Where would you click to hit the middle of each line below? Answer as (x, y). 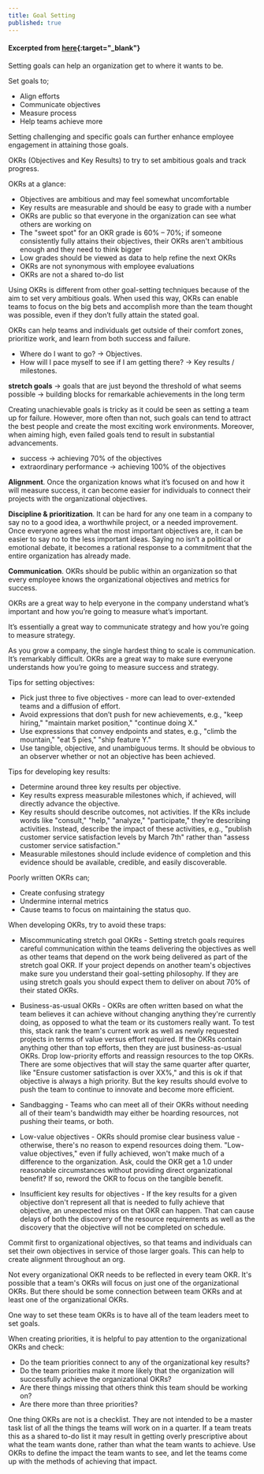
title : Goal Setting (42, 15)
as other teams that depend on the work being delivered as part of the (134, 957)
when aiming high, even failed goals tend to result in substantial (112, 434)
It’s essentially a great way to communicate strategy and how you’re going (129, 627)
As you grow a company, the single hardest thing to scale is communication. (132, 650)
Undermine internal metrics (64, 901)
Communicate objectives (60, 104)
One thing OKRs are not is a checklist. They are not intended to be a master (130, 1419)
